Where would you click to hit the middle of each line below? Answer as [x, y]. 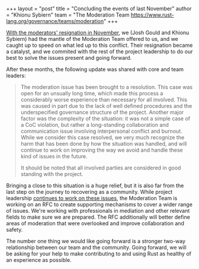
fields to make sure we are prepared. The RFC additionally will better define [98, 217]
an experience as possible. [39, 260]
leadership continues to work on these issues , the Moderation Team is [92, 198]
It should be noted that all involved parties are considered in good [101, 168]
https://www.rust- [153, 15]
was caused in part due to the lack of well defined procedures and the [106, 106]
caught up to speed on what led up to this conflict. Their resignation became [99, 45]
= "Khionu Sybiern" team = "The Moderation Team [68, 15]
